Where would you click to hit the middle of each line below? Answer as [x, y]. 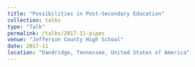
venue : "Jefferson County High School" [66, 40]
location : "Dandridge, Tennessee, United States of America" [99, 53]
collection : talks [34, 20]
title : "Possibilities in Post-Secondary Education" [86, 14]
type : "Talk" [26, 27]
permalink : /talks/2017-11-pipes [56, 33]
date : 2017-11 [28, 46]
